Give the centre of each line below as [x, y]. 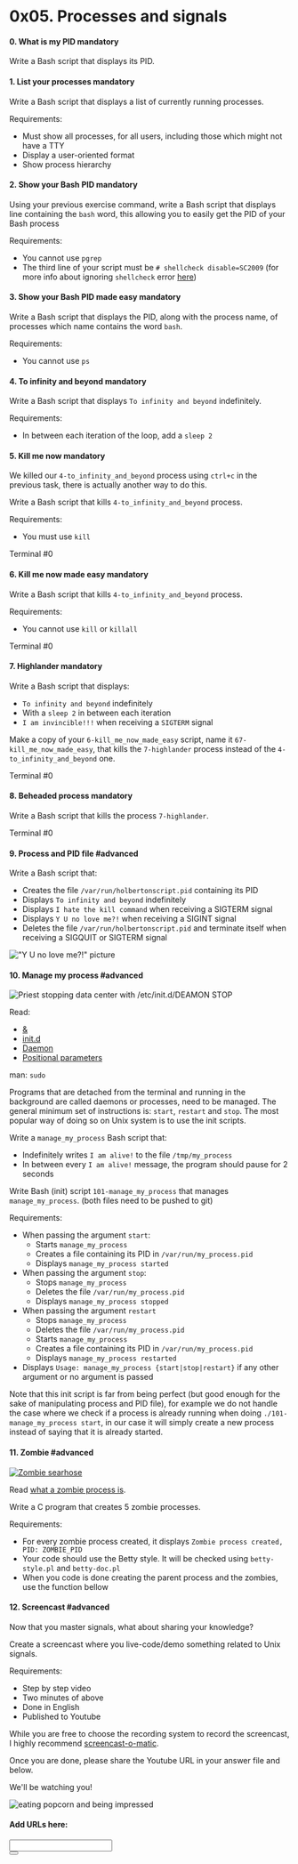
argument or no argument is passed [88, 1377]
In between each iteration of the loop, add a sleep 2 [117, 436]
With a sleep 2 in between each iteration [97, 713]
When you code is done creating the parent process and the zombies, [150, 1578]
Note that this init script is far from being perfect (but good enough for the [145, 1394]
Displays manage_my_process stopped [102, 1302]
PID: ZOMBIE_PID [52, 1550]
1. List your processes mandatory [72, 81]
